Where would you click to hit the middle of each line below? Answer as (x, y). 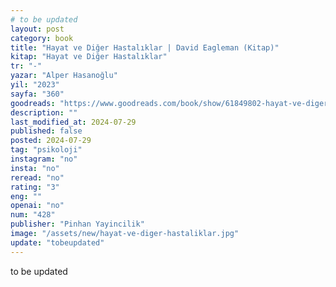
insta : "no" (35, 168)
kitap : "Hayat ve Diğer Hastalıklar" (89, 57)
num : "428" (33, 215)
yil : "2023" (35, 85)
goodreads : (33, 103)
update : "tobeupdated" (57, 242)
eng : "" (26, 196)
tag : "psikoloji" (46, 150)
